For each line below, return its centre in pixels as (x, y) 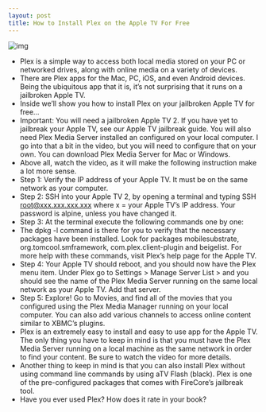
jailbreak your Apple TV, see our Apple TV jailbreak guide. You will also (135, 129)
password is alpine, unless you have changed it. (98, 213)
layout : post (30, 16)
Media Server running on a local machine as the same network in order (136, 348)
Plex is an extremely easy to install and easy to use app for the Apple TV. (139, 332)
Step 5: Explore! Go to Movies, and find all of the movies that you (126, 297)
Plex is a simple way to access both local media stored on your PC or (133, 61)
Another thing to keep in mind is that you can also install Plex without (132, 365)
